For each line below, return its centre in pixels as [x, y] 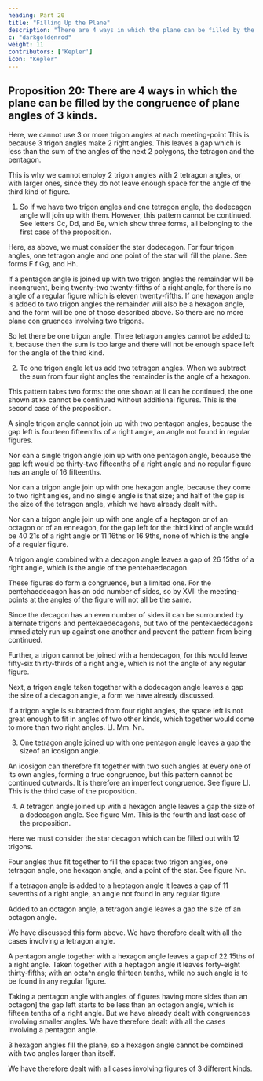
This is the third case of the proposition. [73, 791]
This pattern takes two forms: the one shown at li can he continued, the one [131, 391]
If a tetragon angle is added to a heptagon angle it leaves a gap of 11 [119, 885]
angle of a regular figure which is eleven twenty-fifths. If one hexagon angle [131, 295]
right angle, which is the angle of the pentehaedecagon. [99, 567]
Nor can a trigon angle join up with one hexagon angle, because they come [130, 487]
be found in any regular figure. [57, 981]
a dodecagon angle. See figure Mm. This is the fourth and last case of [132, 815]
